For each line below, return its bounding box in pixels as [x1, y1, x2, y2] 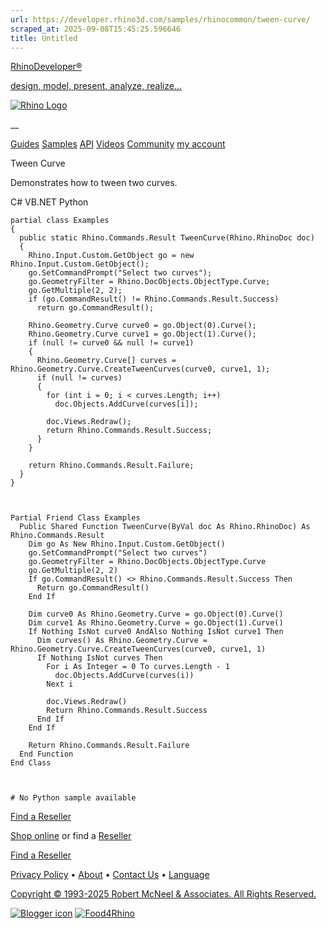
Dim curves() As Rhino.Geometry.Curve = [36, 636, 208, 646]
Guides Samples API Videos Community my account [10, 138, 226, 150]
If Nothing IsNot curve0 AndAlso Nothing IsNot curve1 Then [28, 627, 284, 637]
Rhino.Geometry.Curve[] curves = [36, 356, 177, 366]
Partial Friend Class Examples [10, 513, 141, 523]
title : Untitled [10, 33, 78, 43]
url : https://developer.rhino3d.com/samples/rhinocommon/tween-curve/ [10, 14, 311, 25]
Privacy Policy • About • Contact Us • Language [10, 869, 210, 881]
